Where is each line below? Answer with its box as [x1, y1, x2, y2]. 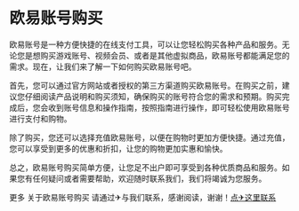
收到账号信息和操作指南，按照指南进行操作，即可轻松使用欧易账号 [47, 102, 290, 113]
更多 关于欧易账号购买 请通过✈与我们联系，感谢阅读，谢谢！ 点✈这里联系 [9, 191, 277, 202]
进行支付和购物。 [9, 113, 72, 124]
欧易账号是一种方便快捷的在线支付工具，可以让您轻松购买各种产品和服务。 [9, 39, 282, 50]
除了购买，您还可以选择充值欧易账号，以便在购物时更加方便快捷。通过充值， [9, 132, 290, 143]
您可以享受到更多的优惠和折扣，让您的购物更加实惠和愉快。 [9, 143, 228, 153]
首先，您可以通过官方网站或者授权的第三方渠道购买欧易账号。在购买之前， [9, 80, 282, 90]
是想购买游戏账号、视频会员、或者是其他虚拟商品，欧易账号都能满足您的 [24, 50, 290, 60]
